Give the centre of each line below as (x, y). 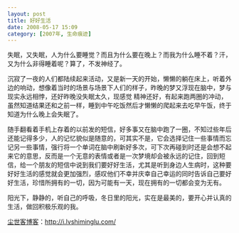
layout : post (27, 14)
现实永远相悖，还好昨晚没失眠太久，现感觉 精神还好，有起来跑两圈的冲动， (117, 97)
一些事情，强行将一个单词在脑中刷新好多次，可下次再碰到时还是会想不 (122, 147)
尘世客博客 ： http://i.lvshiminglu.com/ (62, 222)
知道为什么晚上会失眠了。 (45, 114)
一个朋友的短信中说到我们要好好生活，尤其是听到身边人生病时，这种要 (129, 165)
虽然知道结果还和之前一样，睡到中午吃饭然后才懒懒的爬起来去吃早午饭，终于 (119, 105)
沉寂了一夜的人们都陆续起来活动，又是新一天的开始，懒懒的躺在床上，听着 (116, 79)
